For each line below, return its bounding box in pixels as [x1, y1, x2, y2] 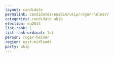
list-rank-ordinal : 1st [5, 30, 54, 35]
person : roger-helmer [5, 35, 50, 40]
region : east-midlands [5, 40, 52, 45]
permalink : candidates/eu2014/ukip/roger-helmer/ [5, 12, 110, 17]
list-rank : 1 [5, 26, 32, 31]
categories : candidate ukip [5, 16, 63, 21]
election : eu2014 [5, 21, 41, 26]
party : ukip [5, 44, 30, 49]
